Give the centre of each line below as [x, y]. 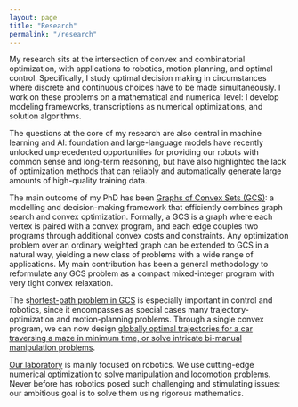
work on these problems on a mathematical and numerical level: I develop [144, 97]
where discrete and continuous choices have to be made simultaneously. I [145, 88]
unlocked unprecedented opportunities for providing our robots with [134, 152]
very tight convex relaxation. [61, 283]
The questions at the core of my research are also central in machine [136, 134]
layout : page [33, 17]
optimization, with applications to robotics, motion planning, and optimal [141, 69]
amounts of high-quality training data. [79, 181]
